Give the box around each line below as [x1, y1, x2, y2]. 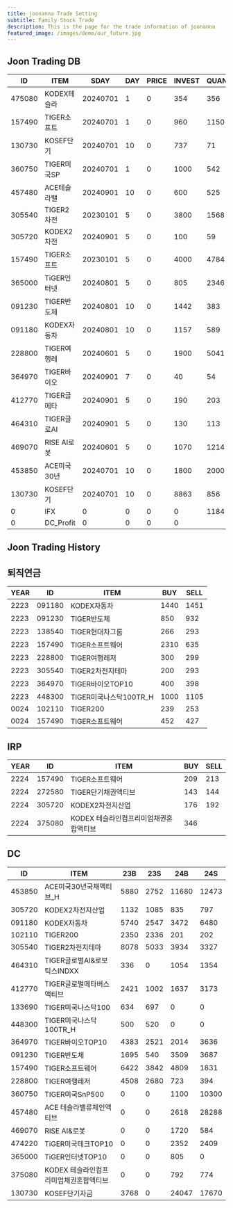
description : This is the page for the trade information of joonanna [7, 23, 216, 30]
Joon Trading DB [7, 55, 81, 67]
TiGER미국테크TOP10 [44, 1138, 114, 1148]
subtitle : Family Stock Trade [7, 17, 95, 24]
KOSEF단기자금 [44, 1189, 93, 1198]
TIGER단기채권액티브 [70, 787, 136, 797]
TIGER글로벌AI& [44, 956, 96, 965]
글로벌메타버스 [64, 979, 110, 988]
